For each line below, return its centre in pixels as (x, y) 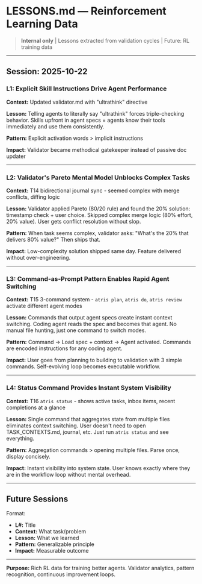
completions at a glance (36, 407)
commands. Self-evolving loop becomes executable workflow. (83, 366)
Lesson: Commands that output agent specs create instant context (89, 318)
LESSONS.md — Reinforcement (86, 11)
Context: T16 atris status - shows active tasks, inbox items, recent (91, 401)
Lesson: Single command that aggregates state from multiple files (88, 419)
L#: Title (25, 525)
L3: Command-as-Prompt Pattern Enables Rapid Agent (88, 278)
